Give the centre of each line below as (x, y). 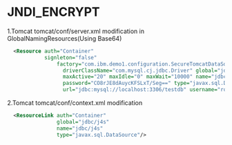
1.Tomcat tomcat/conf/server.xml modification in (76, 31)
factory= (69, 64)
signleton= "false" (70, 57)
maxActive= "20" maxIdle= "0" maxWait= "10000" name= (137, 77)
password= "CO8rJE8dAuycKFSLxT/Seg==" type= (126, 84)
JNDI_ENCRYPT (54, 12)
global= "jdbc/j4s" (83, 122)
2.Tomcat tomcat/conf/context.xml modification (75, 103)
